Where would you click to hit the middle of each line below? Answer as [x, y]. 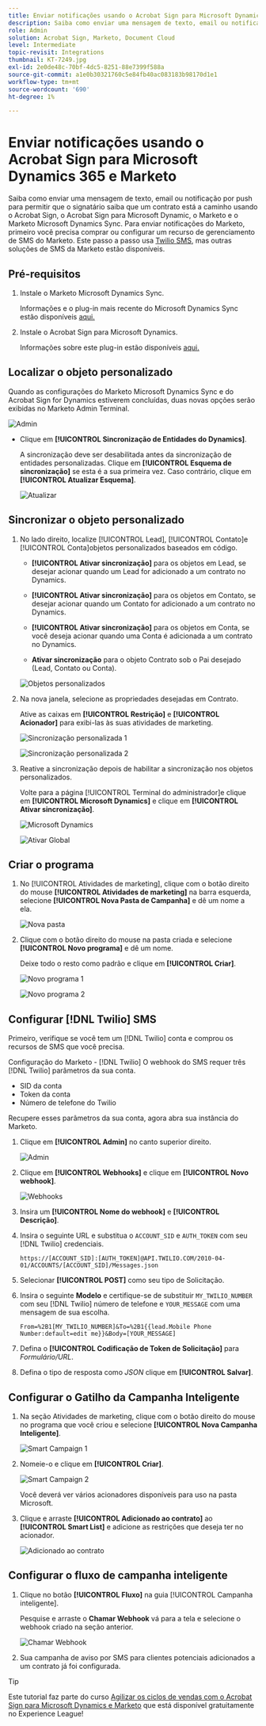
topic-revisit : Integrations [56, 52]
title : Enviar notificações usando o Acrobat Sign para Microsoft [120, 15]
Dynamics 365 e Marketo [92, 176]
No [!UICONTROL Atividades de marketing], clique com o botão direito [134, 884]
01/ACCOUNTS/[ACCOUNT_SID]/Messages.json [89, 1265]
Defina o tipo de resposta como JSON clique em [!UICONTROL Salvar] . [136, 1372]
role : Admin [28, 30]
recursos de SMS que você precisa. [66, 1047]
